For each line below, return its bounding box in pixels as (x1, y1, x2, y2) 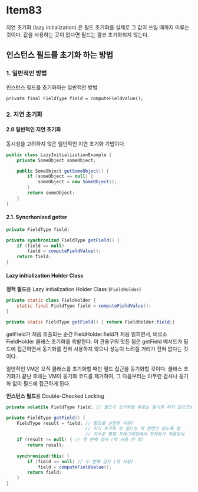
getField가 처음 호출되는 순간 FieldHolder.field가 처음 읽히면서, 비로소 (6, 331, 168, 338)
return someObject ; (27, 190, 75, 196)
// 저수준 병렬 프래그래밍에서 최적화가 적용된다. (85, 431, 187, 437)
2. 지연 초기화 (6, 110, 43, 118)
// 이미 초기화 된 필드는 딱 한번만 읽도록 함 (85, 425, 181, 432)
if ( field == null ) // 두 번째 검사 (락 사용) (27, 458, 134, 464)
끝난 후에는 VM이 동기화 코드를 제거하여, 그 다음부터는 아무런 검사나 (21, 372, 178, 379)
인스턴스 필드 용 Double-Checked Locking (6, 392, 104, 399)
